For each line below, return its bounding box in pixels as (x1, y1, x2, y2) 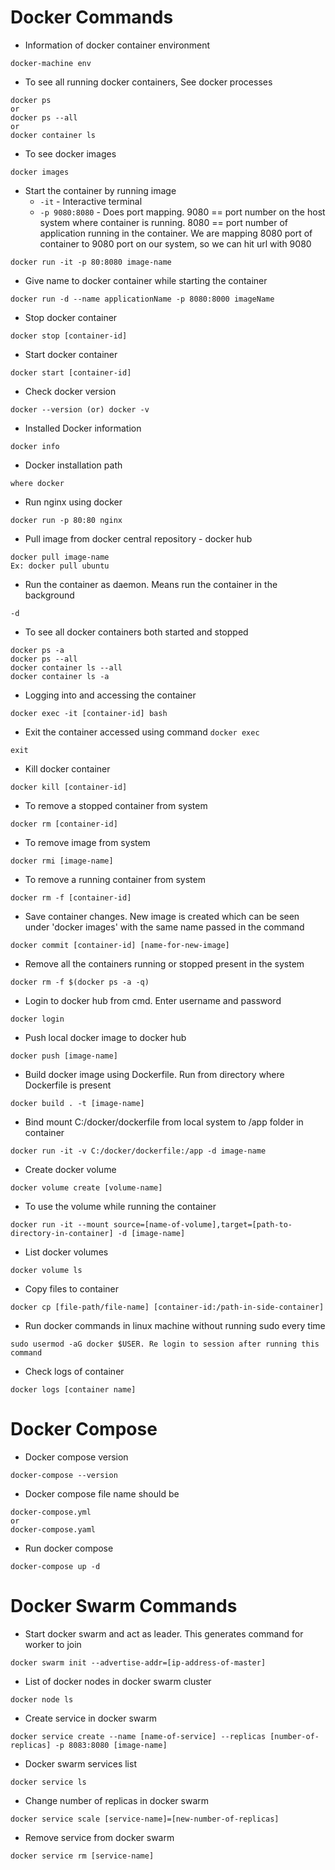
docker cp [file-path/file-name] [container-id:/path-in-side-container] (10, 1302, 325, 1312)
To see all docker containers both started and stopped (24, 626, 249, 638)
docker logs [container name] (10, 1384, 137, 1395)
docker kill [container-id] (10, 782, 128, 792)
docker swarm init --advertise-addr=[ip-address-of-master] (10, 1657, 267, 1668)
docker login (10, 1014, 65, 1024)
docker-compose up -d (10, 1561, 101, 1571)
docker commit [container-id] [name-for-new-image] (10, 940, 230, 950)
